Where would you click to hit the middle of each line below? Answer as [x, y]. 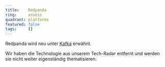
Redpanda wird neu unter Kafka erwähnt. [48, 43]
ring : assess [24, 15]
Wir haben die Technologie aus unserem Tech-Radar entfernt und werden [83, 54]
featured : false [22, 24]
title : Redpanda [26, 10]
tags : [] [19, 29]
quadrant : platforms [27, 19]
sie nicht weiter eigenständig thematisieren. [51, 59]
